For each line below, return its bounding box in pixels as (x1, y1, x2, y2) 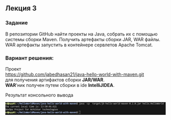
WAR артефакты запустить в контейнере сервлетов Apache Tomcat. (5, 42, 153, 48)
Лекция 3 (5, 4, 37, 13)
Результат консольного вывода (5, 92, 74, 98)
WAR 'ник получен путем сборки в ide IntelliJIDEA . (5, 82, 115, 88)
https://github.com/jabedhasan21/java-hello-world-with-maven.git (5, 71, 144, 77)
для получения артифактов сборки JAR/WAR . (5, 76, 105, 83)
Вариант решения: (5, 54, 54, 62)
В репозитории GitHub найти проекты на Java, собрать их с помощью (5, 31, 158, 37)
